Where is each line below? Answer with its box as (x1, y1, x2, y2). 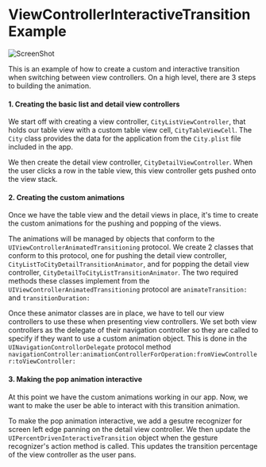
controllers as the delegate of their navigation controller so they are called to (8, 326, 259, 335)
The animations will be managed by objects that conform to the (8, 234, 215, 244)
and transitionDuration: (8, 293, 91, 303)
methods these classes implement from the (8, 276, 150, 286)
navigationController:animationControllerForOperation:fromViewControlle (8, 351, 258, 359)
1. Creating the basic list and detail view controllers (8, 99, 180, 109)
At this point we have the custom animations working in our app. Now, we (8, 392, 249, 402)
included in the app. (8, 142, 74, 152)
